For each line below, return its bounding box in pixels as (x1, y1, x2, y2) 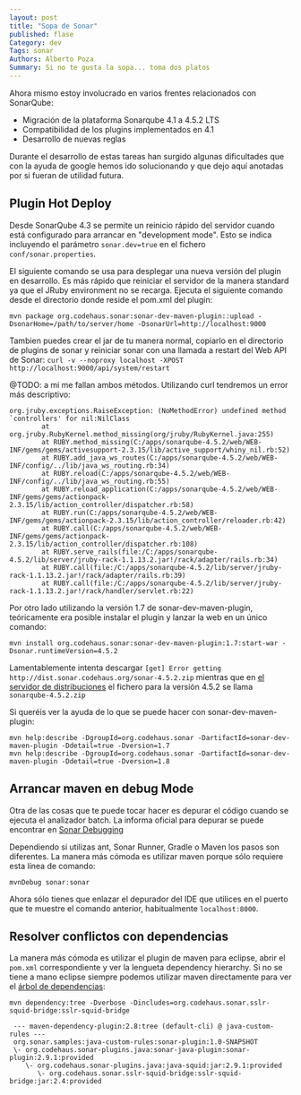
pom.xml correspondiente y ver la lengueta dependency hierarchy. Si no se (9, 962, 284, 973)
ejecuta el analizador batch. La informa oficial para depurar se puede (9, 815, 264, 825)
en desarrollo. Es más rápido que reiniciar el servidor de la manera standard (9, 275, 289, 286)
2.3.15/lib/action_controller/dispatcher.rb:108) (9, 539, 199, 548)
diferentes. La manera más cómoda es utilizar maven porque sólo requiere (9, 850, 284, 861)
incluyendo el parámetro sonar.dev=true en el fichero (9, 238, 206, 249)
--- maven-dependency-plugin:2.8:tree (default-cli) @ (13, 1022, 222, 1031)
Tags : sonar (9, 47, 54, 56)
